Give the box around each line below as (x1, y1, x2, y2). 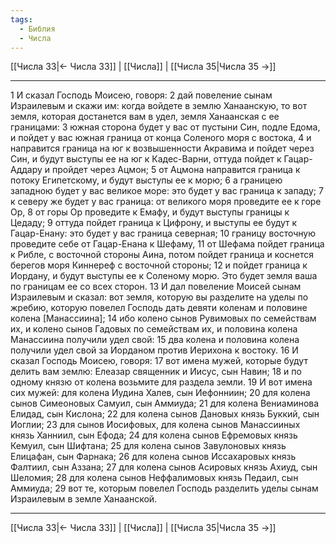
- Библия (19, 24, 56, 34)
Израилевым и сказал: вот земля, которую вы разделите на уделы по (10, 291, 309, 303)
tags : (10, 14, 33, 25)
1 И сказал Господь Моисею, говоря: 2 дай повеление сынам (10, 89, 273, 101)
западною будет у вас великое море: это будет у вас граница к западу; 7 (10, 185, 324, 197)
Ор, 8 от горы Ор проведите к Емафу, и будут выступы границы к (10, 206, 290, 218)
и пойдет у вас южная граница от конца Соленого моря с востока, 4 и (10, 132, 312, 144)
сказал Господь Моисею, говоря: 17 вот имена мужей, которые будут (10, 355, 308, 367)
